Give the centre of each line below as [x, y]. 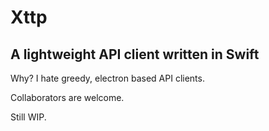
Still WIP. [28, 117]
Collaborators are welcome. [67, 97]
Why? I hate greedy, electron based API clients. [107, 78]
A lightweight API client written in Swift [135, 54]
